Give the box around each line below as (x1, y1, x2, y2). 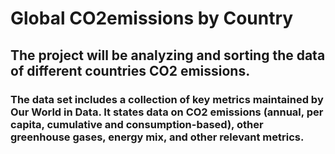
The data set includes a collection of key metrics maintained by (10, 92, 324, 106)
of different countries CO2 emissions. (10, 62, 251, 79)
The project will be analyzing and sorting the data (10, 47, 326, 64)
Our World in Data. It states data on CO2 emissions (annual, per (10, 105, 324, 119)
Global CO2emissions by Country (10, 7, 294, 30)
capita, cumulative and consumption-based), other (10, 117, 264, 131)
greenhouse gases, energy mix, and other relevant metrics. (10, 130, 305, 144)
